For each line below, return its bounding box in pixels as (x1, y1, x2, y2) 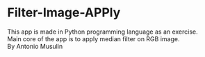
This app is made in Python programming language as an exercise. (7, 27, 198, 36)
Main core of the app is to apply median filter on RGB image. (7, 34, 180, 43)
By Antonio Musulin (7, 42, 63, 50)
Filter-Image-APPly (7, 5, 121, 21)
